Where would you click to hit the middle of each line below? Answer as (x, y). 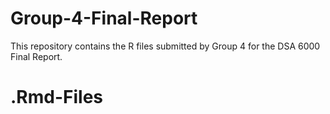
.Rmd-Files (57, 97)
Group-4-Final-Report (104, 18)
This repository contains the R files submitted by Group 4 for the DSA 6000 (165, 46)
